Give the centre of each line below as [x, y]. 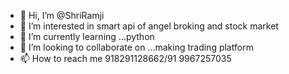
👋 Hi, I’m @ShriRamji [62, 15]
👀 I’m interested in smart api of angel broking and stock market [149, 26]
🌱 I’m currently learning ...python [87, 36]
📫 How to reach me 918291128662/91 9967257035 [125, 58]
